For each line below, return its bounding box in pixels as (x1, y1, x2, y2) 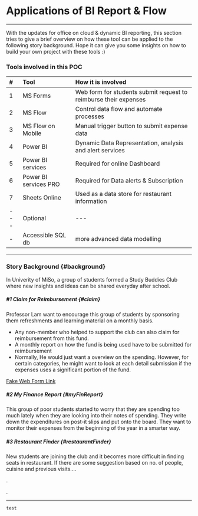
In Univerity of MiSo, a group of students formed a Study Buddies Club (6, 276, 178, 283)
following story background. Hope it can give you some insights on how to (6, 41, 187, 48)
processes (75, 112, 104, 120)
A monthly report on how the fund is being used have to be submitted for (14, 341, 192, 348)
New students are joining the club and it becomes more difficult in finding (6, 453, 184, 460)
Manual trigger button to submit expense (75, 122, 188, 130)
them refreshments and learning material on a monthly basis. (6, 317, 154, 324)
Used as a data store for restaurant (75, 190, 172, 198)
